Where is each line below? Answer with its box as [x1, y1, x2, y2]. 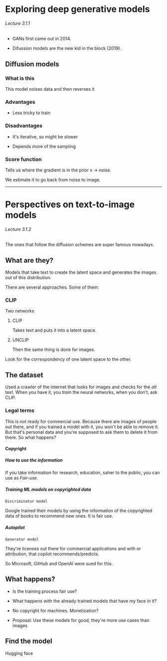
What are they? [5, 256, 54, 265]
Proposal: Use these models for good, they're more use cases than [12, 617, 150, 623]
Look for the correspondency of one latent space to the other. [5, 356, 132, 362]
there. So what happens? [5, 434, 56, 440]
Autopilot [5, 524, 25, 530]
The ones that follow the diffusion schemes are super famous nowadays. [5, 242, 155, 248]
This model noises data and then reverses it [5, 86, 95, 92]
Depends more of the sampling [12, 143, 76, 149]
